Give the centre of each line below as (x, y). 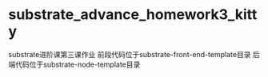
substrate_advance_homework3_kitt (133, 15)
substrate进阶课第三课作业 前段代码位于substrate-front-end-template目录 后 (134, 54)
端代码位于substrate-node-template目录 (74, 64)
